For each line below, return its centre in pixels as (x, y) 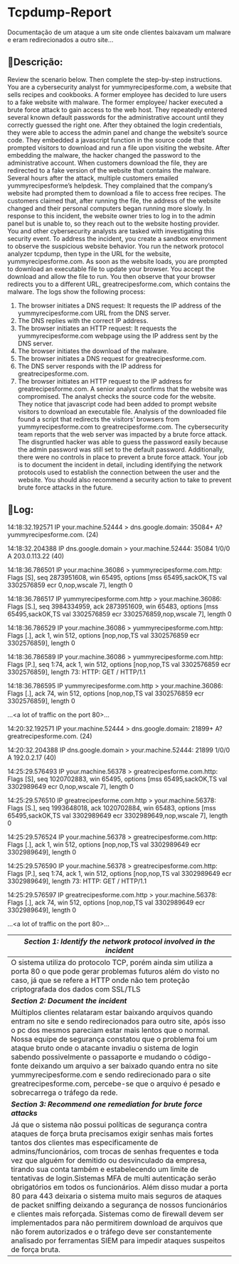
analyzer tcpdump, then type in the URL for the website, (90, 253)
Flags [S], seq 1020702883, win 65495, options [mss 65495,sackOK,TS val (117, 779)
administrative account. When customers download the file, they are (107, 163)
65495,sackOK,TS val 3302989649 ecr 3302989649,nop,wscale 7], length (118, 815)
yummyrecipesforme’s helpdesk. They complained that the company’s (110, 185)
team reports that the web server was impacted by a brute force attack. (122, 434)
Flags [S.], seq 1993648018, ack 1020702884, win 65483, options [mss (112, 807)
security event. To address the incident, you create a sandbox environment (117, 238)
